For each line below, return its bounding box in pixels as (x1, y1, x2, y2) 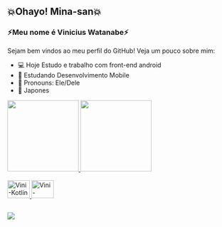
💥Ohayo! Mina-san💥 (7, 6, 102, 18)
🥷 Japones (17, 85, 50, 95)
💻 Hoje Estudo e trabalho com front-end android (17, 60, 162, 69)
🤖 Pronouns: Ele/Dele (17, 78, 80, 87)
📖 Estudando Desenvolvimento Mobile (17, 70, 129, 79)
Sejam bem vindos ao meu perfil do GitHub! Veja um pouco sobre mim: (7, 46, 216, 55)
